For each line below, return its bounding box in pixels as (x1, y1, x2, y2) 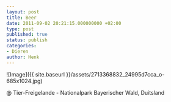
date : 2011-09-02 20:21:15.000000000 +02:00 (6, 20, 122, 26)
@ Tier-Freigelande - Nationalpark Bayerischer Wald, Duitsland (6, 89, 165, 96)
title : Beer (6, 15, 37, 21)
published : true (6, 32, 48, 38)
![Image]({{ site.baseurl (6, 70, 65, 78)
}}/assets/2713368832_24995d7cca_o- (66, 70, 165, 78)
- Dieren (6, 49, 29, 55)
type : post (6, 25, 34, 32)
